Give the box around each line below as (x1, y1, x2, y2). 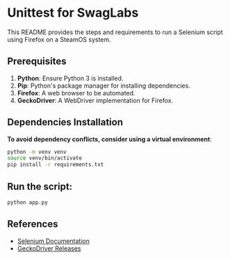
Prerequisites (7, 56, 67, 68)
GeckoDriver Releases (17, 244, 81, 252)
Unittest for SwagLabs (7, 5, 139, 21)
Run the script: (7, 180, 73, 192)
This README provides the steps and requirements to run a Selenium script (7, 28, 224, 36)
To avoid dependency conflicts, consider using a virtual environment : (7, 134, 212, 143)
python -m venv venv (7, 148, 67, 155)
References (7, 218, 58, 230)
